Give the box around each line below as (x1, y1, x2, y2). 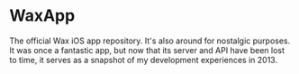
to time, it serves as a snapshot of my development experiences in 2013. (9, 54, 277, 65)
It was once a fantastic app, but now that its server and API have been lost (9, 44, 285, 55)
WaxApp (9, 5, 76, 26)
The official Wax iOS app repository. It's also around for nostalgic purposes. (9, 35, 291, 46)
